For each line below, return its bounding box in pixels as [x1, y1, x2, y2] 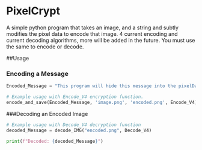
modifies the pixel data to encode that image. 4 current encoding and [6, 30, 179, 37]
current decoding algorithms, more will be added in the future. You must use [6, 36, 195, 44]
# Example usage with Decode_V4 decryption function [6, 121, 141, 128]
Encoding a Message [6, 69, 69, 78]
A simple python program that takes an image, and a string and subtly [6, 24, 179, 31]
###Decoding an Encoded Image [6, 110, 88, 117]
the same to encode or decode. [6, 43, 84, 50]
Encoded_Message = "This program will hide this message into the [6, 83, 176, 89]
